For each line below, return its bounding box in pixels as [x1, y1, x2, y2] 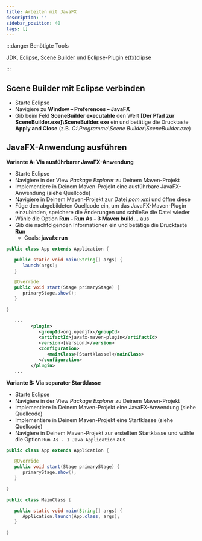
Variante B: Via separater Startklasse [6, 379, 101, 386]
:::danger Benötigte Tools [6, 42, 69, 50]
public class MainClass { [6, 496, 71, 503]
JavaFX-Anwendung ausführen [6, 142, 127, 153]
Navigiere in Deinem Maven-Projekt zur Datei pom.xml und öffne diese [14, 196, 191, 203]
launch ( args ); [22, 262, 58, 269]
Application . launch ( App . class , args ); [22, 513, 120, 519]
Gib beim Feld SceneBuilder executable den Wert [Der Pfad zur [14, 112, 175, 120]
